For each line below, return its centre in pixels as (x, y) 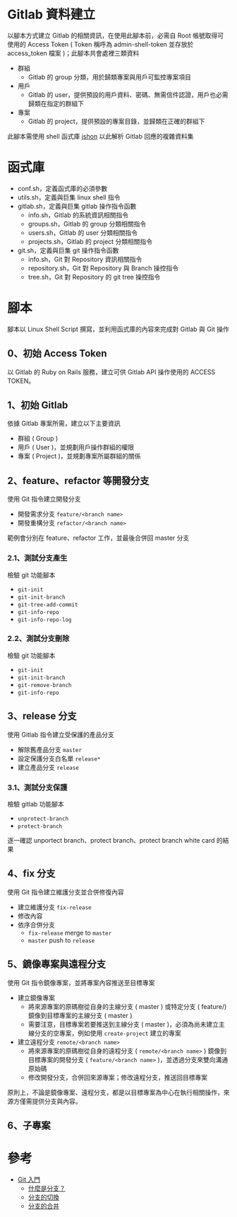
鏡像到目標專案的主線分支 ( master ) (80, 1015)
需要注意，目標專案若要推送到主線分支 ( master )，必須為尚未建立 (123, 1024)
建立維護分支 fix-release (54, 907)
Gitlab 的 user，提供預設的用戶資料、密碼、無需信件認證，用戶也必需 (128, 94)
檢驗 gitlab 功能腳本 (36, 804)
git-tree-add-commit (48, 605)
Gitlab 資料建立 (51, 15)
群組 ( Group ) (38, 439)
